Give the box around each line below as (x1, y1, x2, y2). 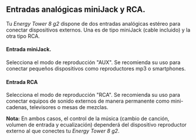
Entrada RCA (6, 78, 38, 85)
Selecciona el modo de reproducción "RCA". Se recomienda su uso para (6, 92, 181, 99)
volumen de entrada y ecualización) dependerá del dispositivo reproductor (6, 121, 187, 128)
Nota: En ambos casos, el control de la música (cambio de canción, (6, 115, 170, 122)
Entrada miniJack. (6, 46, 52, 53)
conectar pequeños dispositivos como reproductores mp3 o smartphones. (6, 65, 186, 72)
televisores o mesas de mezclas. (29, 104, 109, 111)
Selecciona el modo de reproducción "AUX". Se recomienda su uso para (6, 59, 181, 66)
